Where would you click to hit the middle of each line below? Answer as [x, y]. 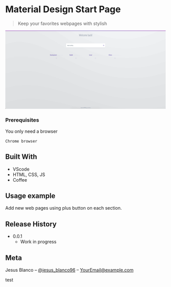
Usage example [31, 196]
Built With [21, 157]
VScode [21, 169]
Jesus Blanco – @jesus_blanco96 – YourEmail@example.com [69, 270]
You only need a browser [31, 131]
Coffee [20, 180]
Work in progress [38, 242]
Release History [31, 224]
